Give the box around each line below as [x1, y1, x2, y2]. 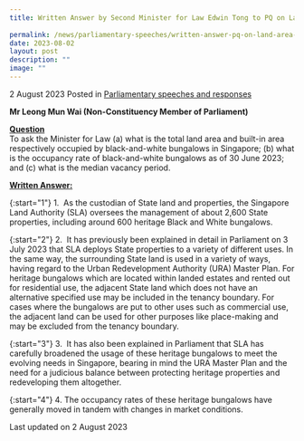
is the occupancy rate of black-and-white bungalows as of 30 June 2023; [9, 152, 285, 163]
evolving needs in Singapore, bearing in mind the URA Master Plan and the [9, 357, 288, 368]
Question [9, 123, 45, 134]
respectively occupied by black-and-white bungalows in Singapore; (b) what [9, 142, 295, 154]
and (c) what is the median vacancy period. [9, 162, 171, 173]
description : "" [9, 55, 71, 64]
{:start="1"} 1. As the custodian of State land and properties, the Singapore [9, 197, 290, 208]
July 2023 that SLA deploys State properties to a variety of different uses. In [9, 244, 294, 254]
